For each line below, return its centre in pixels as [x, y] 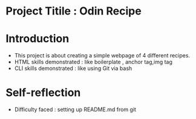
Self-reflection [43, 93]
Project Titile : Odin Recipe [73, 11]
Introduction [38, 39]
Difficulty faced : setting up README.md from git [75, 109]
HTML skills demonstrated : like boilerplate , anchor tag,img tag [93, 62]
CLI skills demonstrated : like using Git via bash [73, 68]
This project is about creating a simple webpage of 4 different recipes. [102, 56]
